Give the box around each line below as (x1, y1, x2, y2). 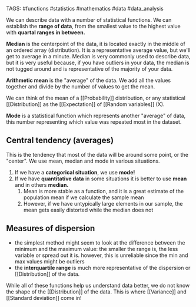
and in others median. (14, 181, 69, 188)
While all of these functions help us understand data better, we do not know (6, 282, 190, 289)
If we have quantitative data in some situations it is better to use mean (14, 175, 187, 182)
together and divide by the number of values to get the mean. (6, 83, 155, 90)
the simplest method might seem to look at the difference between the (14, 239, 185, 246)
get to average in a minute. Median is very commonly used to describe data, (6, 53, 191, 60)
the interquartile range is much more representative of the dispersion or (14, 264, 191, 271)
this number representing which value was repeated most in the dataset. (6, 118, 182, 126)
